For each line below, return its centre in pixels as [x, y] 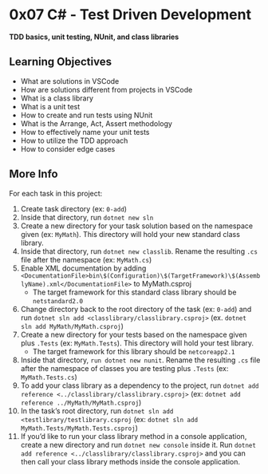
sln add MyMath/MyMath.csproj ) [72, 326]
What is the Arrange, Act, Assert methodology [96, 123]
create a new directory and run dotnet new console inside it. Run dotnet [138, 444]
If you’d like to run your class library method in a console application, [134, 436]
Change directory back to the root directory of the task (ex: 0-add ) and [136, 309]
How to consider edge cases [68, 148]
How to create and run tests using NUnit [87, 115]
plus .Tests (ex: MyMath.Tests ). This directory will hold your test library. [137, 343]
